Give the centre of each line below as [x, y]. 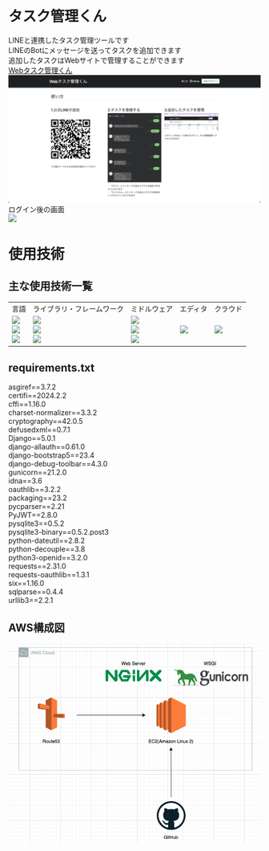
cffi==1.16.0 [27, 404]
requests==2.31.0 [37, 566]
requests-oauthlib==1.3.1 [49, 575]
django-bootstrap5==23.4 [51, 455]
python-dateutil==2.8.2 [47, 541]
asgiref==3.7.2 [32, 387]
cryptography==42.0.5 [46, 421]
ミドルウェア [152, 308]
